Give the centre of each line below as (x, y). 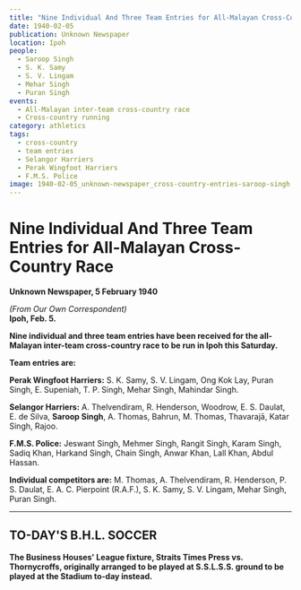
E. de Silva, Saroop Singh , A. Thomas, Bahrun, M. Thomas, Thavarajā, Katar (149, 417)
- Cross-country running (64, 117)
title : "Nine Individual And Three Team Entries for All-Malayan (133, 17)
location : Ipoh (38, 43)
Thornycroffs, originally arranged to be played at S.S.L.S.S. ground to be (147, 567)
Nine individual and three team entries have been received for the (133, 336)
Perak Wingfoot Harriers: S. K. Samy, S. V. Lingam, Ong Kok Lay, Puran (142, 380)
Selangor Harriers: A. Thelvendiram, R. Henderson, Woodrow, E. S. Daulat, (147, 407)
